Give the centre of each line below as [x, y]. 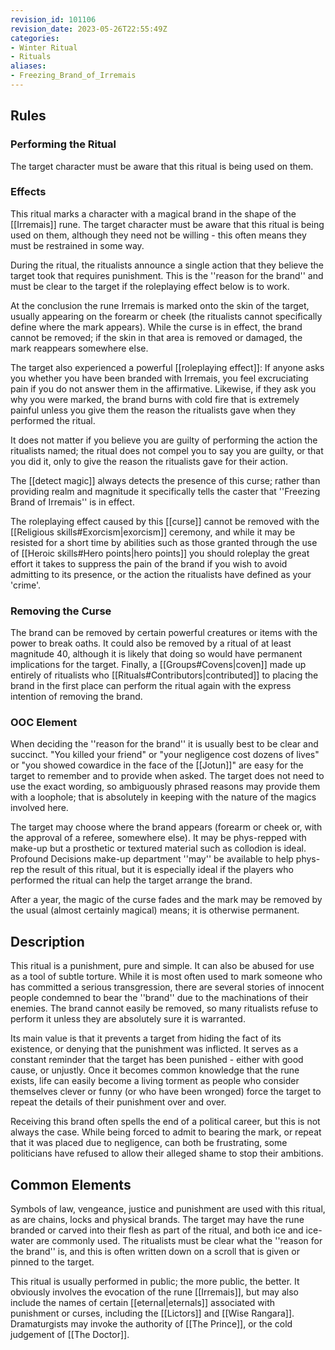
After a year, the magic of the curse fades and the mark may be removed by [166, 900]
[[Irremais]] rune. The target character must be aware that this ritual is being [167, 224]
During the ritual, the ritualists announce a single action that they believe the [167, 265]
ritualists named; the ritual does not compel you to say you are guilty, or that [167, 450]
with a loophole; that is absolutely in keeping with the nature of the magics [163, 797]
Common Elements [71, 1184]
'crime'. [26, 585]
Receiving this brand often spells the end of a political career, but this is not [165, 1122]
